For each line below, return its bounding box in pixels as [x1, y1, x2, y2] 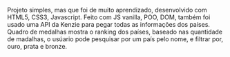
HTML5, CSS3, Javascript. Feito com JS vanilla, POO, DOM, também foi [7, 13, 211, 21]
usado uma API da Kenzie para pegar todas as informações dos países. [7, 21, 211, 28]
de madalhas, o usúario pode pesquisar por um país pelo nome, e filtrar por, [7, 35, 223, 43]
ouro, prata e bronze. [7, 43, 68, 50]
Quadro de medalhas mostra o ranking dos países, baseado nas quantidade [7, 27, 223, 36]
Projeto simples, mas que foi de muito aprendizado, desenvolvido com [7, 6, 207, 14]
